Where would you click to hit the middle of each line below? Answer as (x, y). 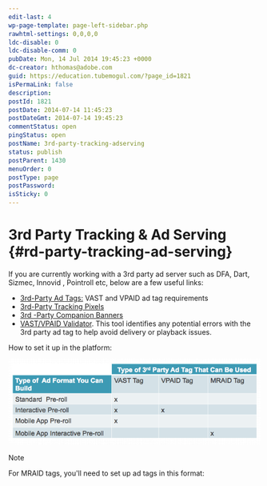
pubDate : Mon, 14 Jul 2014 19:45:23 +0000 (80, 59)
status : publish (35, 152)
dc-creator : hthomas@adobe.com (60, 68)
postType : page (34, 177)
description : (30, 93)
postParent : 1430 (37, 160)
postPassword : (32, 186)
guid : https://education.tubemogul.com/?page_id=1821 (100, 76)
